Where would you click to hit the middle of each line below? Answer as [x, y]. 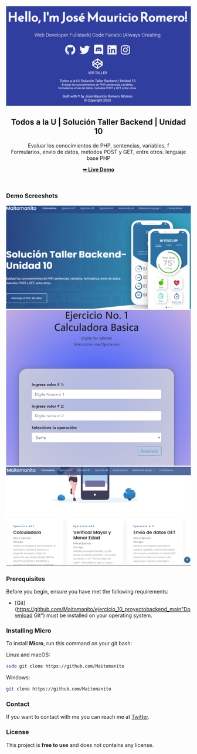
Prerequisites [26, 579]
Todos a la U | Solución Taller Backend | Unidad [98, 122]
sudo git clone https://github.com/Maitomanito [65, 666]
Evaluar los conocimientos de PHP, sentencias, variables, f [98, 145]
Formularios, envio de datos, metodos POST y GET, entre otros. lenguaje [98, 152]
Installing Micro [29, 631]
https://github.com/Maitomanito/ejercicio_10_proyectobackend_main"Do [103, 609]
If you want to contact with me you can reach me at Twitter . [78, 717]
